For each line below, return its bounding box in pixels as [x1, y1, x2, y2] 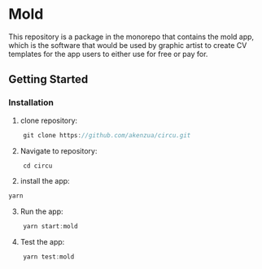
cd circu [23, 162, 53, 170]
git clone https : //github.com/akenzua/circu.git [23, 131, 191, 139]
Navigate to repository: [20, 145, 98, 155]
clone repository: [20, 115, 78, 125]
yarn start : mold [23, 223, 79, 231]
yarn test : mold [23, 253, 75, 261]
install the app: [20, 176, 71, 186]
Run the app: [20, 206, 63, 216]
